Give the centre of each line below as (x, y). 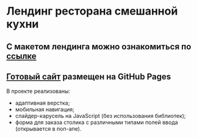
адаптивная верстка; (42, 103)
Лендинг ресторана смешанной (92, 11)
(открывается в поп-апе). (48, 129)
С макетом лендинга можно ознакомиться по (99, 47)
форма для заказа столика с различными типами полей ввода (96, 122)
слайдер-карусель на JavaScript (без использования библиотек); (100, 116)
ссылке (21, 56)
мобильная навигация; (45, 109)
